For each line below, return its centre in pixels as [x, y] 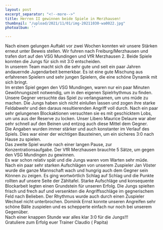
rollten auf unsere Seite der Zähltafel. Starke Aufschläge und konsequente [80, 181]
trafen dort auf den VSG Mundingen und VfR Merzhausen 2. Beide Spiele [79, 56]
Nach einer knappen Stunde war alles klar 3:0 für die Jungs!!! [67, 217]
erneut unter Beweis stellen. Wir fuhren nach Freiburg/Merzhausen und [77, 51]
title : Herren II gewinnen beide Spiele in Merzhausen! [63, 19]
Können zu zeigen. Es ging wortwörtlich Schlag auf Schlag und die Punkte [80, 176]
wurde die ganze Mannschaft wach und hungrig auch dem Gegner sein [77, 170]
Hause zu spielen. [23, 139]
